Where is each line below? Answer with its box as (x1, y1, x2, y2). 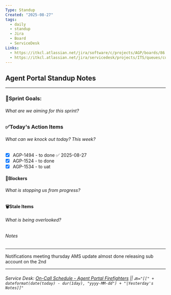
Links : (5, 45, 19, 51)
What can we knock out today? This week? (5, 136, 96, 142)
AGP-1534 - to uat (12, 163, 51, 169)
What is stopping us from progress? (5, 187, 80, 193)
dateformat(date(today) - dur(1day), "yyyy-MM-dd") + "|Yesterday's (5, 281, 154, 286)
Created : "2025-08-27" (5, 12, 53, 17)
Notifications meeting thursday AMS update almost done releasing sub (5, 253, 154, 259)
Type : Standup (5, 7, 36, 13)
